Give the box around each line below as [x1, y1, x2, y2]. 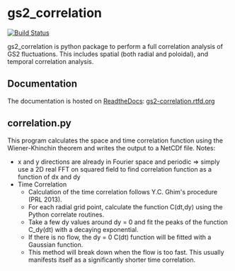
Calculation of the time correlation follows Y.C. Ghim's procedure [28, 187, 218, 196]
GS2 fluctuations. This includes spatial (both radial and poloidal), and [7, 50, 209, 58]
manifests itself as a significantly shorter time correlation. [28, 255, 196, 264]
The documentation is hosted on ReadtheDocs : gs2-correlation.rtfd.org [7, 96, 215, 105]
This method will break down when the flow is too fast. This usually [28, 248, 224, 256]
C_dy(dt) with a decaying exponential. [28, 225, 139, 233]
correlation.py [7, 117, 72, 129]
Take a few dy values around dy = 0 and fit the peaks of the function [28, 218, 229, 226]
